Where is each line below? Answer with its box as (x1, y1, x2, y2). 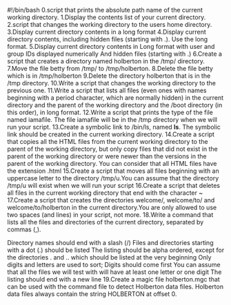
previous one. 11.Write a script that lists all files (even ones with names (7, 86, 207, 94)
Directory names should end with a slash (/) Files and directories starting (7, 239, 214, 246)
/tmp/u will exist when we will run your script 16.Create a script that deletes (7, 182, 221, 189)
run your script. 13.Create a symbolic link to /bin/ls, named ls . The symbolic (7, 123, 221, 131)
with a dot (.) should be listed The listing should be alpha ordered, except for (7, 246, 225, 254)
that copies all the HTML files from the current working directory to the (7, 138, 208, 145)
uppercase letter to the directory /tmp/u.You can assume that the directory (7, 174, 219, 182)
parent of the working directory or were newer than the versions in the (7, 152, 207, 160)
